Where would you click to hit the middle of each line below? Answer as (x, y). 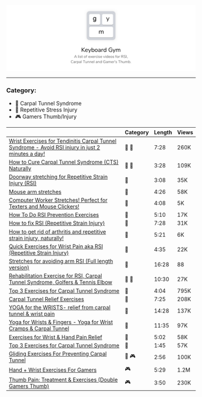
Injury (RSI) (23, 183)
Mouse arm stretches (35, 192)
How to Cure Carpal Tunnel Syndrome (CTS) (64, 162)
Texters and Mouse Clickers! (44, 206)
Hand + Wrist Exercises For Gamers (53, 370)
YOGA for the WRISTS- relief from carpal (60, 307)
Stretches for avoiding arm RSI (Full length (61, 261)
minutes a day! (27, 154)
